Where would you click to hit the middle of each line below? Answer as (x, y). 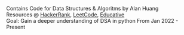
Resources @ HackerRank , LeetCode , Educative (65, 15)
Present (16, 27)
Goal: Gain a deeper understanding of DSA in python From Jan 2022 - (92, 21)
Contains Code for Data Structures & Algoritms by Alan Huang (82, 8)
